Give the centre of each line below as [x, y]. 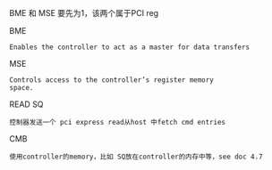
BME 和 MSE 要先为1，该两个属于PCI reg [84, 13]
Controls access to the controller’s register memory [112, 80]
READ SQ [26, 104]
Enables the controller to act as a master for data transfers [130, 47]
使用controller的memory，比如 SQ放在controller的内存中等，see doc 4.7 [136, 157]
